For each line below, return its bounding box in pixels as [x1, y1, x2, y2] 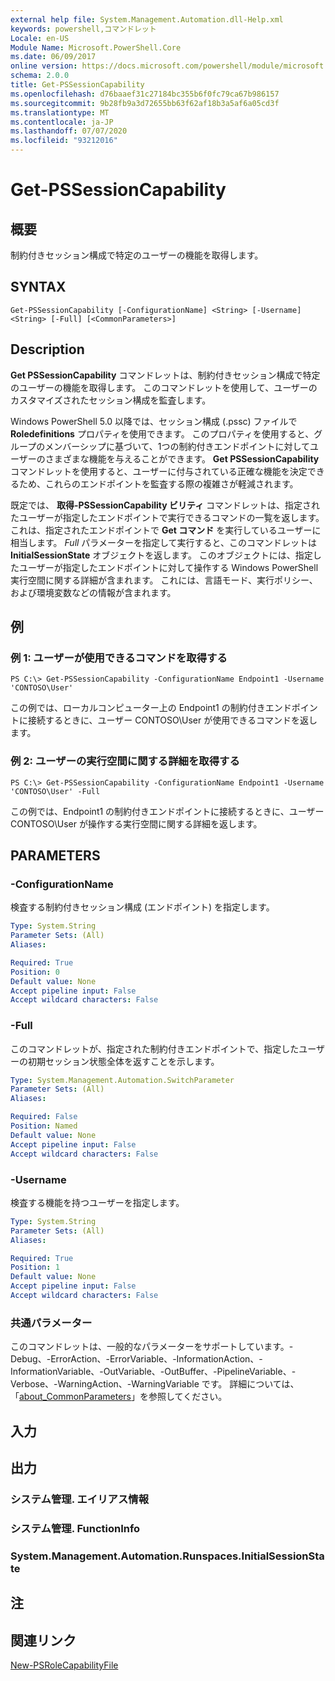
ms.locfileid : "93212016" [10, 136, 118, 146]
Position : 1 [10, 1262, 60, 1273]
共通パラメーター [10, 1316, 93, 1330]
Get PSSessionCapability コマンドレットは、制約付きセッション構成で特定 [10, 369, 321, 381]
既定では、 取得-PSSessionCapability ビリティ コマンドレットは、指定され [10, 499, 321, 511]
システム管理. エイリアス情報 [10, 1492, 150, 1506]
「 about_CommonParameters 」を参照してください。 [10, 1391, 228, 1403]
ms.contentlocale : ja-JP [10, 117, 114, 127]
